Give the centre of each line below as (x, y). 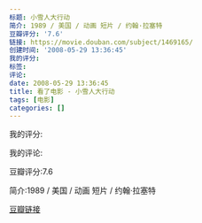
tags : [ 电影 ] (32, 100)
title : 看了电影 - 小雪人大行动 (62, 91)
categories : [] (37, 108)
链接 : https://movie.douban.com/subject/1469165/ (101, 42)
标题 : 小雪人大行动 (40, 17)
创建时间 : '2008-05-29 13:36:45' (68, 50)
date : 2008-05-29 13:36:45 (59, 83)
